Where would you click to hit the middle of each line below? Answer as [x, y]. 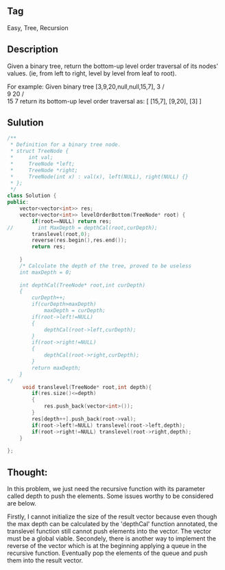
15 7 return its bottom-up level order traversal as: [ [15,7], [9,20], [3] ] [105, 101]
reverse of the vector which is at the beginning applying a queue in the [107, 546]
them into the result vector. [45, 560]
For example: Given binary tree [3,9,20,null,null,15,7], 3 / [86, 86]
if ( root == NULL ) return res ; [72, 221]
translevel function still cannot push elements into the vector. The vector [109, 531]
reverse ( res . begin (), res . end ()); [80, 240]
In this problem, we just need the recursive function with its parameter [106, 489]
